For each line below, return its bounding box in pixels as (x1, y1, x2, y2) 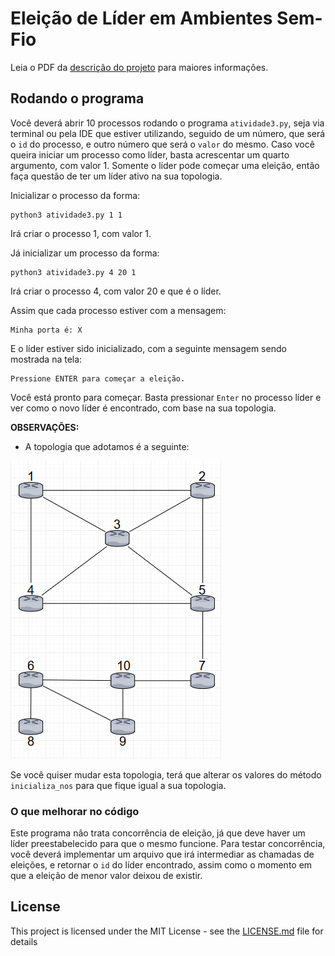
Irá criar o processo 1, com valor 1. (10, 227, 152, 239)
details (10, 935, 38, 947)
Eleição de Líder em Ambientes (10, 7, 273, 30)
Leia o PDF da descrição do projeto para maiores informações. (10, 61, 269, 73)
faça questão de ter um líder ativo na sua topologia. (10, 170, 223, 182)
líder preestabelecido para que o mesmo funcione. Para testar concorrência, (10, 838, 326, 850)
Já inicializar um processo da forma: (10, 247, 160, 259)
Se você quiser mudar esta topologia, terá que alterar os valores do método (10, 768, 322, 781)
